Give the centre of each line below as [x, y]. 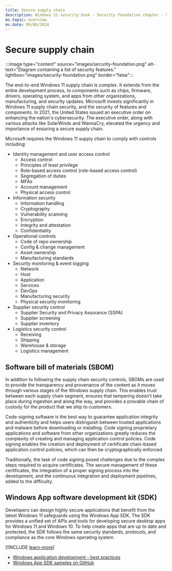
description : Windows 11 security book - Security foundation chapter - [84, 15]
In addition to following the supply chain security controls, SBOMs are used [85, 379]
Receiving [31, 334]
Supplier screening [40, 318]
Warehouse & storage [43, 346]
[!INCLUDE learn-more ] [30, 547]
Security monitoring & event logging [51, 263]
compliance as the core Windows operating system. [60, 537]
